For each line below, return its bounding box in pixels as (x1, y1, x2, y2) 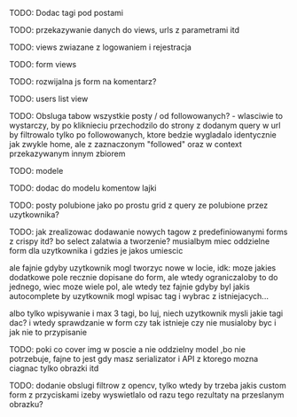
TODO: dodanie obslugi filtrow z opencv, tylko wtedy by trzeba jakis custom (9, 381, 286, 390)
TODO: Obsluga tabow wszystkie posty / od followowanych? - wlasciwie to (9, 111, 284, 121)
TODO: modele (9, 166, 64, 176)
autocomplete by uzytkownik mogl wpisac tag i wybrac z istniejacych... (9, 291, 269, 301)
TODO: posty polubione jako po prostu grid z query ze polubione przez (9, 200, 269, 210)
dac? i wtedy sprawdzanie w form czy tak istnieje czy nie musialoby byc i (9, 318, 277, 327)
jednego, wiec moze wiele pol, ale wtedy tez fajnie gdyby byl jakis (9, 281, 250, 292)
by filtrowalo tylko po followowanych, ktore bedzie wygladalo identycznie (9, 130, 277, 140)
